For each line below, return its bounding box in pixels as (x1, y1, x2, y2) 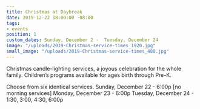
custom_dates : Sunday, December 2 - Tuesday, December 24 (6, 37, 159, 43)
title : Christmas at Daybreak (6, 8, 83, 15)
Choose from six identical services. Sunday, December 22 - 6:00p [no (6, 83, 182, 90)
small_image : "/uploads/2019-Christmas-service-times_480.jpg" (6, 48, 170, 54)
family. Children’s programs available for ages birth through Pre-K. (6, 71, 172, 79)
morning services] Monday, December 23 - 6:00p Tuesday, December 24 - (6, 89, 194, 97)
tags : (6, 20, 20, 26)
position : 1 (6, 31, 36, 38)
